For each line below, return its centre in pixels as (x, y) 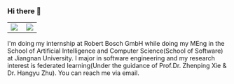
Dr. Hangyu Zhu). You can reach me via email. (74, 73)
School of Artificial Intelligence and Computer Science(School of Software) (115, 51)
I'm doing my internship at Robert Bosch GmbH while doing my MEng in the (116, 44)
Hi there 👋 (25, 11)
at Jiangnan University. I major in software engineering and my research (111, 58)
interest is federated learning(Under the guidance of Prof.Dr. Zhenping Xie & (117, 66)
